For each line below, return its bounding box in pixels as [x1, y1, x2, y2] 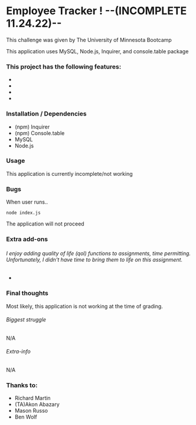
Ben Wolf [14, 413, 37, 421]
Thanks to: [6, 381, 38, 389]
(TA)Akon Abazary [14, 401, 60, 408]
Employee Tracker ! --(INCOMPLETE [6, 4, 187, 18]
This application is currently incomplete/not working [6, 170, 133, 177]
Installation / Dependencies [6, 110, 87, 118]
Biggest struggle [6, 316, 46, 323]
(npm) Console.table [14, 129, 65, 137]
